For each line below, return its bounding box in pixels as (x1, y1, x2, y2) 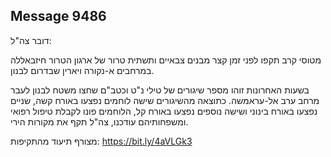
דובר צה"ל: (10, 34, 52, 46)
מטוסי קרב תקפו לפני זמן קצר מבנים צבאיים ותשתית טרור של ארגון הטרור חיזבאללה (10, 54, 322, 66)
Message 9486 (10, 8, 107, 25)
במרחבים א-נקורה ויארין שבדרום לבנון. (10, 64, 155, 76)
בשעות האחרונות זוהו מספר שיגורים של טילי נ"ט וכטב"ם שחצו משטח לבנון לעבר (10, 84, 310, 96)
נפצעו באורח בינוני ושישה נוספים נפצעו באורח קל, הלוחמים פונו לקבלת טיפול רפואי (10, 105, 318, 117)
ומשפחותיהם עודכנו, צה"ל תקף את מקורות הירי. (10, 115, 189, 128)
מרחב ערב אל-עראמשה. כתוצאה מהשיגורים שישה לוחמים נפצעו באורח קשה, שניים (10, 94, 320, 106)
